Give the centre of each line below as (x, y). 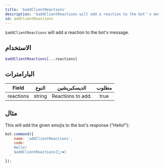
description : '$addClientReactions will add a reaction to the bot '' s (78, 14)
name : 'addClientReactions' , (43, 139)
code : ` (21, 143)
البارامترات (20, 74)
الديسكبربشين (72, 88)
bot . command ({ (20, 134)
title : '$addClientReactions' (36, 9)
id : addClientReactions (29, 19)
